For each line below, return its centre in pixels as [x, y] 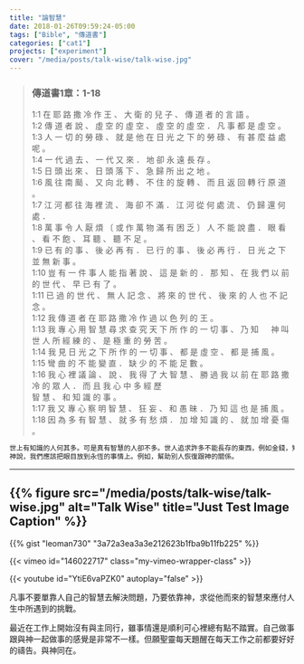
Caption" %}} [48, 522]
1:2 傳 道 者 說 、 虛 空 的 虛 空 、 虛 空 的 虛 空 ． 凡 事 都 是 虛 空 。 [159, 126]
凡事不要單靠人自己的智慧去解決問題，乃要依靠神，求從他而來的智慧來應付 [148, 597]
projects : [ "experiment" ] [58, 52]
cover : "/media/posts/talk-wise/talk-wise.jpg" [101, 60]
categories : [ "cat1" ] [50, 43]
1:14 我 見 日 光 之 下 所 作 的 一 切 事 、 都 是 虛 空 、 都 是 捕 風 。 [155, 352]
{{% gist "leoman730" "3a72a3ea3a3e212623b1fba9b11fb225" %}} [134, 543]
